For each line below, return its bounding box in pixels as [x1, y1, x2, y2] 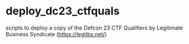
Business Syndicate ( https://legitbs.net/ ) [5, 30, 107, 37]
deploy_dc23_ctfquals [5, 4, 120, 18]
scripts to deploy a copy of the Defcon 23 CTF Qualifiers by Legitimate [5, 24, 184, 31]
